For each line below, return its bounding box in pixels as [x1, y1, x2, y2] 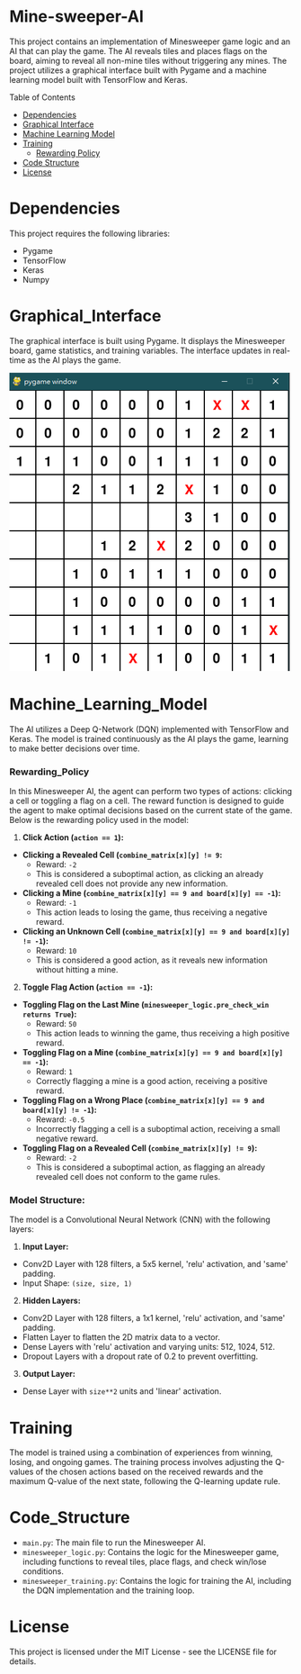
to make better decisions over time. [9, 743, 140, 754]
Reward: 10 [35, 946, 77, 956]
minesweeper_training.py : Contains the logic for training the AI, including [22, 1576, 292, 1587]
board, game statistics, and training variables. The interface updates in [9, 345, 271, 356]
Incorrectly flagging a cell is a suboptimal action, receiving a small [35, 1124, 280, 1135]
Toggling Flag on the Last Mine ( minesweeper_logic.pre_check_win [22, 1000, 270, 1010]
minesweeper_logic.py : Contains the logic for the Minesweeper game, [22, 1547, 279, 1558]
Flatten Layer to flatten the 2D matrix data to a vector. [22, 1332, 220, 1343]
